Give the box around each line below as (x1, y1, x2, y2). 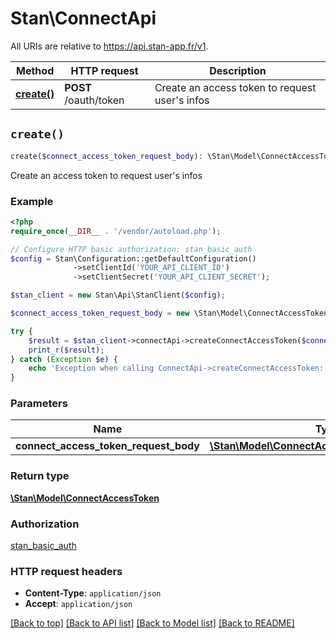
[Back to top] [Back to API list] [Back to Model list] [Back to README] (10, 617, 295, 629)
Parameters (10, 397, 68, 411)
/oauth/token (64, 93, 125, 107)
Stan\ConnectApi (10, 7, 157, 30)
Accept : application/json (24, 598, 133, 610)
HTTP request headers (10, 564, 123, 578)
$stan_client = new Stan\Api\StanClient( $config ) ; (10, 290, 226, 301)
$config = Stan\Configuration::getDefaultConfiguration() (10, 253, 257, 264)
